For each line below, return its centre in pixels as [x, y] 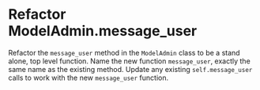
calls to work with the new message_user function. [89, 77]
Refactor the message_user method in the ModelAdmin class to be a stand [124, 52]
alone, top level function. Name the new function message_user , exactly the [129, 61]
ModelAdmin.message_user [103, 31]
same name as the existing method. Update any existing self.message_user [130, 69]
